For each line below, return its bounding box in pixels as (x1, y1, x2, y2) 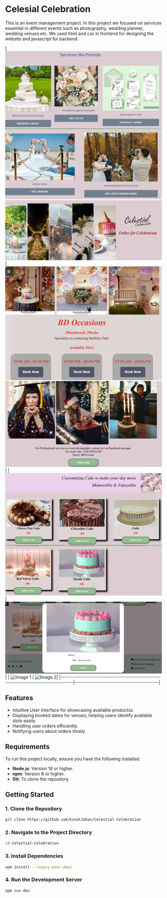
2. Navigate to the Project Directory (5, 829, 92, 836)
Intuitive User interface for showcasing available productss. (12, 707, 134, 713)
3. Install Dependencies (5, 853, 64, 860)
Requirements (5, 742, 50, 751)
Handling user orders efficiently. (12, 722, 79, 729)
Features (5, 694, 33, 702)
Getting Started (5, 790, 54, 799)
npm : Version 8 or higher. (12, 771, 65, 777)
